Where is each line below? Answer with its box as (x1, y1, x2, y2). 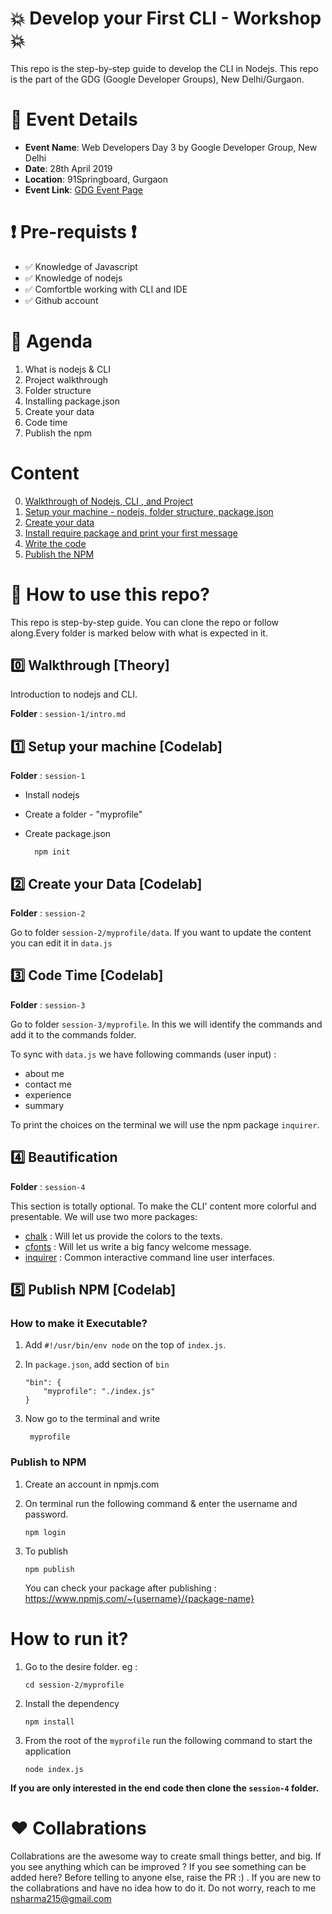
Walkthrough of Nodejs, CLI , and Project (24, 495, 194, 507)
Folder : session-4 (10, 1180, 86, 1192)
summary (24, 1099, 65, 1111)
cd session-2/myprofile (24, 1680, 125, 1690)
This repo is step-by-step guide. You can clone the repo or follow (10, 616, 279, 628)
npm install (24, 1717, 75, 1727)
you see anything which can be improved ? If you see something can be (10, 1860, 307, 1872)
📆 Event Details (10, 108, 138, 131)
